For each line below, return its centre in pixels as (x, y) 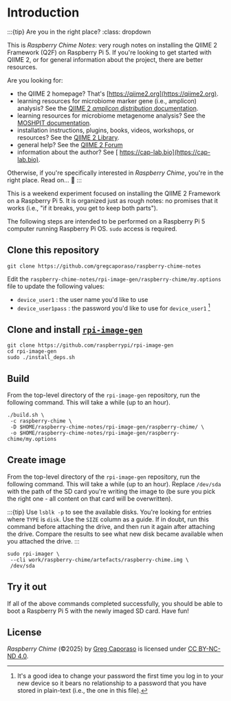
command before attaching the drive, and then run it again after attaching (111, 526)
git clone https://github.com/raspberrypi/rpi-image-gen (90, 345)
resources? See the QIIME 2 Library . (68, 137)
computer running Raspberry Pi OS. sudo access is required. (92, 228)
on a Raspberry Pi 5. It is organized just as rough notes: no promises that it (113, 200)
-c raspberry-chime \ (41, 421)
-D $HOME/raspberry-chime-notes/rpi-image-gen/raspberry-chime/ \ (107, 427)
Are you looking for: (35, 80)
